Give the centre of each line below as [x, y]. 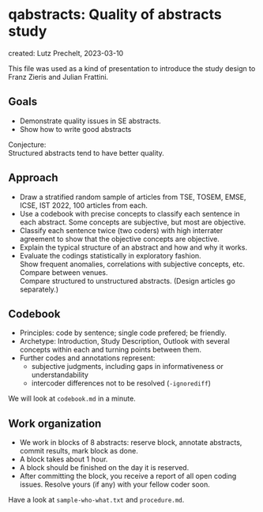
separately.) [39, 289]
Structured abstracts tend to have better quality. [86, 152]
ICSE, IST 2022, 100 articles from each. [83, 205]
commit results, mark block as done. [79, 451]
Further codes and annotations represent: [87, 358]
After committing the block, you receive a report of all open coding [128, 476]
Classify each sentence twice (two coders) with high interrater [121, 230]
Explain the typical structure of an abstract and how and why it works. [133, 247]
